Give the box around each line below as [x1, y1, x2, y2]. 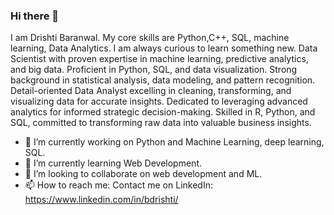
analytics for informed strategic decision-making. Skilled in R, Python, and [10, 106, 316, 118]
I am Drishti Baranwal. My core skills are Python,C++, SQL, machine [10, 32, 290, 44]
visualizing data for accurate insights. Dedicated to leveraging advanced [10, 95, 308, 108]
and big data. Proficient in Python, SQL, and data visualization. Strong [10, 64, 298, 76]
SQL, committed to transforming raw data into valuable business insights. [10, 117, 312, 129]
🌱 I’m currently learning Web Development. [24, 157, 202, 169]
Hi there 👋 [10, 9, 60, 23]
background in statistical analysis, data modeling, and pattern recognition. [10, 74, 316, 86]
